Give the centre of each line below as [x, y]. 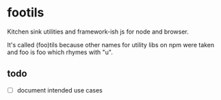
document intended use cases [60, 90]
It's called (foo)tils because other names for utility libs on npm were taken [111, 45]
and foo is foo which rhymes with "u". [60, 52]
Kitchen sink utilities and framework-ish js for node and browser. [98, 32]
